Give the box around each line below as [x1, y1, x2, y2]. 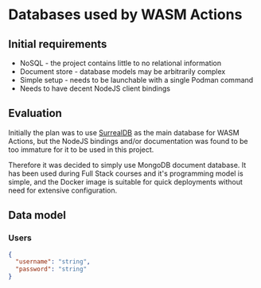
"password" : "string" [15, 265, 88, 274]
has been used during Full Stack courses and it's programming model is [8, 169, 244, 178]
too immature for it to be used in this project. [8, 145, 154, 154]
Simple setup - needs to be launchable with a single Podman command [19, 76, 254, 84]
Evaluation [8, 107, 62, 120]
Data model [8, 208, 66, 222]
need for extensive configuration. [8, 185, 118, 195]
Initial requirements [8, 37, 107, 51]
